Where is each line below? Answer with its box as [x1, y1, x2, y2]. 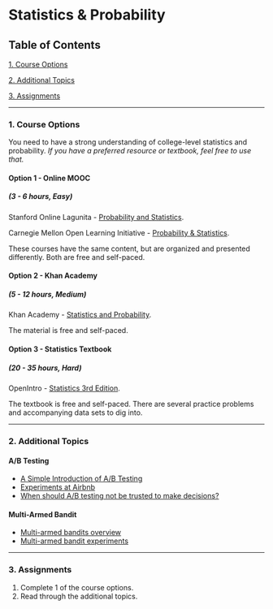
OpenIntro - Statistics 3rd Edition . [8, 383, 120, 393]
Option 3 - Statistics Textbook [8, 344, 112, 354]
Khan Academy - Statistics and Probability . [8, 310, 152, 320]
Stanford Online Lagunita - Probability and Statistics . [8, 212, 184, 222]
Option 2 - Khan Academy [8, 270, 97, 281]
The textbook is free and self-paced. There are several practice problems [8, 399, 254, 408]
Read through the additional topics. [19, 591, 138, 601]
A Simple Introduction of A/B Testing [19, 473, 143, 484]
